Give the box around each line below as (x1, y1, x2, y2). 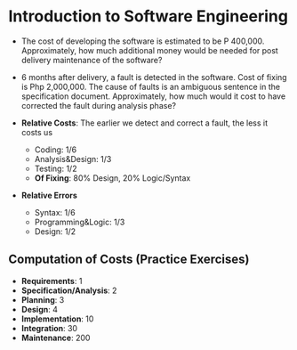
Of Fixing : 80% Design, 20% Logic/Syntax (34, 172, 191, 183)
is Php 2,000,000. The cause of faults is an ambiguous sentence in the (20, 81, 281, 92)
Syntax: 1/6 (34, 207, 76, 217)
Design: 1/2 (34, 225, 76, 237)
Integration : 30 (20, 322, 77, 333)
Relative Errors (20, 190, 77, 200)
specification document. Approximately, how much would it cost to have (20, 91, 286, 102)
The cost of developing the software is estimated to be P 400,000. (20, 36, 265, 46)
